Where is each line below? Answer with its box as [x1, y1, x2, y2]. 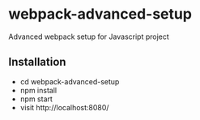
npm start [19, 94, 53, 104]
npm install [19, 85, 57, 95]
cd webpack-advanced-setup [19, 76, 120, 86]
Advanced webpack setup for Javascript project [8, 32, 170, 41]
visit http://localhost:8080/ [19, 102, 109, 112]
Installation [8, 55, 66, 69]
